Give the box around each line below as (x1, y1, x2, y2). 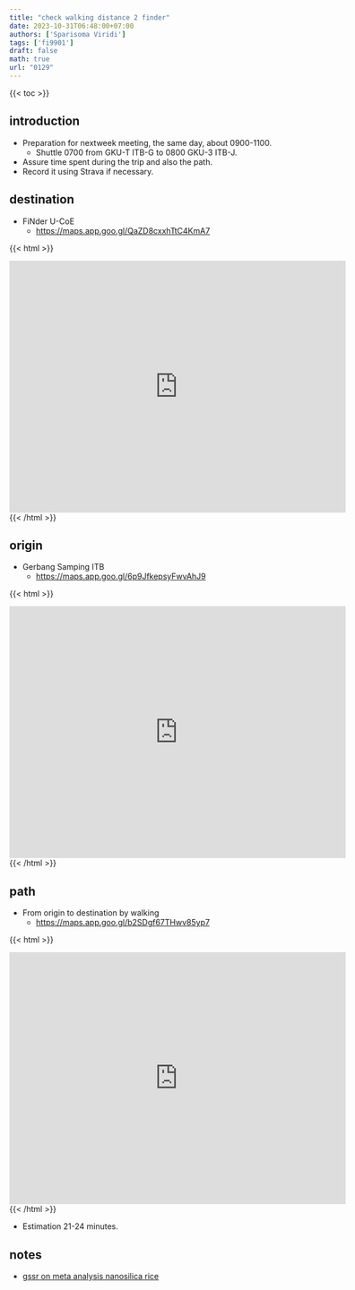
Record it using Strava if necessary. (22, 166, 154, 176)
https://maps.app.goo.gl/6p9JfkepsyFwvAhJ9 (35, 571, 206, 582)
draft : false (9, 47, 58, 56)
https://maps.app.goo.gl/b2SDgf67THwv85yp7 (35, 917, 211, 928)
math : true (9, 55, 50, 64)
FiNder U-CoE (22, 216, 74, 227)
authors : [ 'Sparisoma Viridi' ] (9, 30, 126, 39)
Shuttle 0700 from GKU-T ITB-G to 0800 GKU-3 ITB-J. (35, 147, 238, 158)
